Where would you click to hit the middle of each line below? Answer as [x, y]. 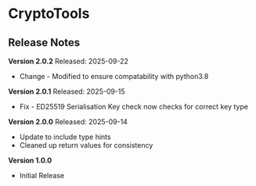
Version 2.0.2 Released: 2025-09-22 [69, 61]
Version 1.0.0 [30, 160]
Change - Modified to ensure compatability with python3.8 [114, 76]
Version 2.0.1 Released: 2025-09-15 [67, 91]
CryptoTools [49, 14]
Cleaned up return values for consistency [86, 145]
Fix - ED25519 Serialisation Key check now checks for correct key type [134, 107]
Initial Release [42, 175]
